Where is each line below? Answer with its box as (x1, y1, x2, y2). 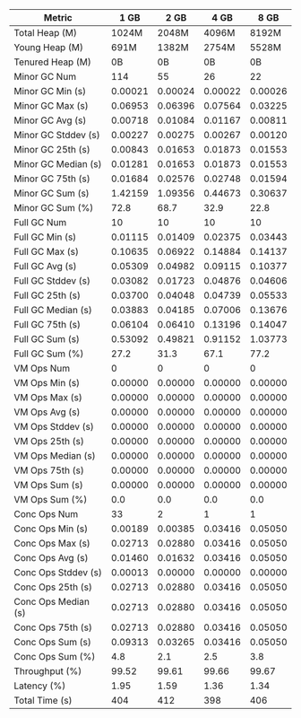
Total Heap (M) (13, 27, 78, 39)
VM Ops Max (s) (13, 391, 82, 403)
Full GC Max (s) (13, 246, 79, 258)
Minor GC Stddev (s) (13, 129, 100, 141)
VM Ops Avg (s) (13, 406, 81, 418)
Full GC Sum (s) (13, 333, 81, 345)
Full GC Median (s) (13, 304, 92, 316)
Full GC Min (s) (13, 231, 77, 243)
